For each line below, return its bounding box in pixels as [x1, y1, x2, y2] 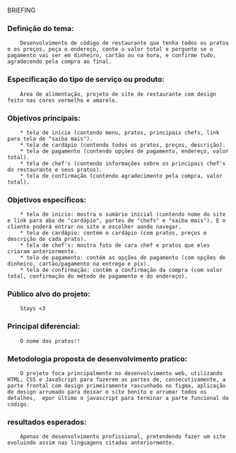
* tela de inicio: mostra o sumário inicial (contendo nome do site [20, 211, 226, 218]
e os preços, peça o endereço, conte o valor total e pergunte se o [7, 46, 213, 53]
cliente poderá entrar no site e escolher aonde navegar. [7, 223, 182, 230]
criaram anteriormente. [7, 248, 78, 255]
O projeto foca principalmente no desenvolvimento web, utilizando [20, 370, 223, 377]
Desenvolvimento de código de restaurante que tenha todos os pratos [20, 40, 230, 47]
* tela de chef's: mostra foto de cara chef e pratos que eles [20, 242, 211, 249]
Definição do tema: [7, 23, 74, 33]
